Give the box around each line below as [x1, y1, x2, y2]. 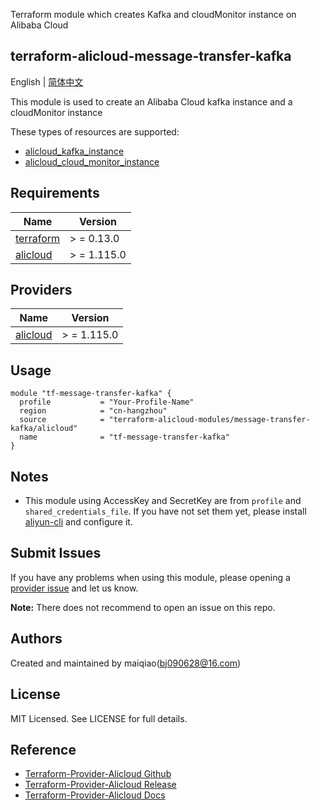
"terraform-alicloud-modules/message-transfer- [108, 415, 311, 425]
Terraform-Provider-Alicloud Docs [24, 789, 166, 801]
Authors [10, 630, 63, 648]
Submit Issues [10, 545, 102, 562]
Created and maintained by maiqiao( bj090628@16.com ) [10, 657, 242, 669]
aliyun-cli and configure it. [24, 516, 133, 528]
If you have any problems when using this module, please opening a [10, 571, 291, 583]
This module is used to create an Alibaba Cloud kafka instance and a [10, 95, 293, 108]
